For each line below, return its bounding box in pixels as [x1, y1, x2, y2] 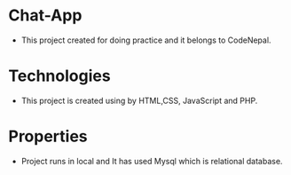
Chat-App [8, 5, 83, 26]
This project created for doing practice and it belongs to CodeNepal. [20, 35, 271, 45]
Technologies [8, 66, 112, 86]
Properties [8, 126, 88, 147]
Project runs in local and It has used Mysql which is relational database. [20, 155, 283, 166]
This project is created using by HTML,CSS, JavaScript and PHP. [20, 95, 258, 106]
